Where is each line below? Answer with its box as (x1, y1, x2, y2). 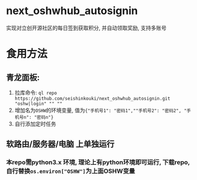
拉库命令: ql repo (14, 89, 57, 96)
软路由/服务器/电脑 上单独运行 (6, 139, 115, 149)
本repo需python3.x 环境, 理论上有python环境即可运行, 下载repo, (6, 158, 190, 166)
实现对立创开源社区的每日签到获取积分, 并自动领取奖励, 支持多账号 (6, 24, 166, 31)
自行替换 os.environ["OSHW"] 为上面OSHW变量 (6, 167, 135, 175)
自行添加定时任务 (14, 120, 56, 127)
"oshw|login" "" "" (14, 101, 63, 106)
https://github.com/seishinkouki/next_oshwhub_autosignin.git (14, 95, 171, 101)
